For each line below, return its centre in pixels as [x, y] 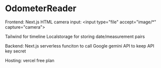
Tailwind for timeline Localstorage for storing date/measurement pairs [75, 36]
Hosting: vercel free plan [30, 60]
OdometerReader [41, 8]
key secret [16, 51]
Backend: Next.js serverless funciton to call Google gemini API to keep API [80, 46]
